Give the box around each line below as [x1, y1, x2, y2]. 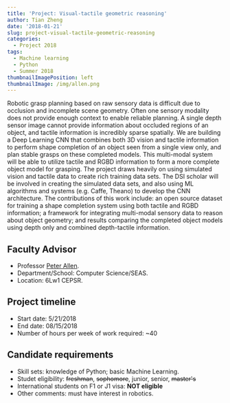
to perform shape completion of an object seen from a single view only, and [7, 143, 222, 151]
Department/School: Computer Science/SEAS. [16, 269, 149, 277]
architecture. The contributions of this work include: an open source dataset [7, 194, 222, 203]
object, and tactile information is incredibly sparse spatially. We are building [7, 129, 221, 137]
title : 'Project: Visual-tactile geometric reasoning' [7, 10, 168, 17]
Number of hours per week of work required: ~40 [16, 329, 158, 337]
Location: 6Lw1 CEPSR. [16, 276, 84, 285]
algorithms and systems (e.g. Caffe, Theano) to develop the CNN [7, 187, 191, 195]
